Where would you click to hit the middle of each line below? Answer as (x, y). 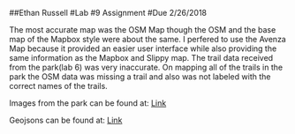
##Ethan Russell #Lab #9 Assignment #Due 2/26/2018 (108, 13)
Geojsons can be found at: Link (66, 120)
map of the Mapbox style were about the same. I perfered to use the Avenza (148, 39)
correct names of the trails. (58, 86)
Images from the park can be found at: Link (88, 103)
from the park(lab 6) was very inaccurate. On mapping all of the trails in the (146, 67)
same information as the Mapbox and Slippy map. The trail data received (141, 58)
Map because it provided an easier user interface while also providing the (143, 48)
